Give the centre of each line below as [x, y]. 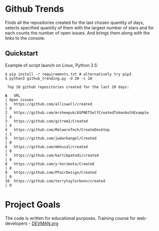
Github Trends [35, 9]
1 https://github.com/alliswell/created [49, 104]
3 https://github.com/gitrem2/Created [47, 121]
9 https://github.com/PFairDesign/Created [51, 172]
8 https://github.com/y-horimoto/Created [50, 164]
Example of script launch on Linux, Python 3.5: [52, 65]
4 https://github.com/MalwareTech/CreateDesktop [57, 130]
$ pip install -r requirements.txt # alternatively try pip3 [68, 74]
